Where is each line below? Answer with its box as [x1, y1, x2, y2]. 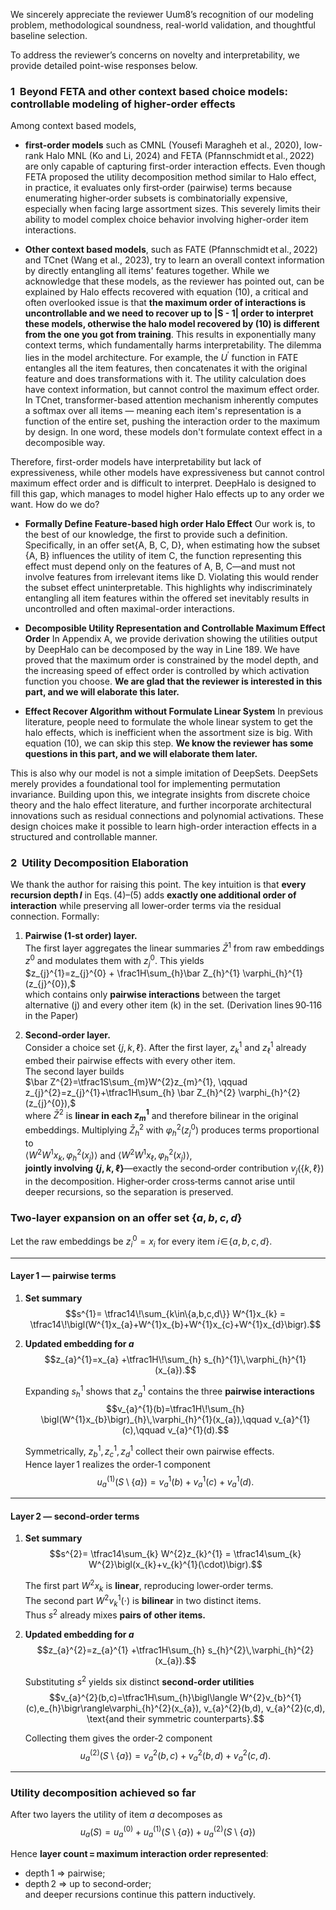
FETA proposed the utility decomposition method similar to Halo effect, [24, 171, 317, 183]
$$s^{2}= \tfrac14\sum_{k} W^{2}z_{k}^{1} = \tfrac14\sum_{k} [49, 1548, 302, 1560]
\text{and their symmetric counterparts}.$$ [86, 1712, 265, 1724]
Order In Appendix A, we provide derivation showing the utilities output [24, 632, 318, 644]
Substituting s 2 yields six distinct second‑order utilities [24, 1674, 255, 1688]
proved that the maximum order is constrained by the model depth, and [24, 654, 319, 666]
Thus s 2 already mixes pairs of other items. [24, 1607, 206, 1621]
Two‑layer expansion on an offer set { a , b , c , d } [10, 1210, 243, 1224]
